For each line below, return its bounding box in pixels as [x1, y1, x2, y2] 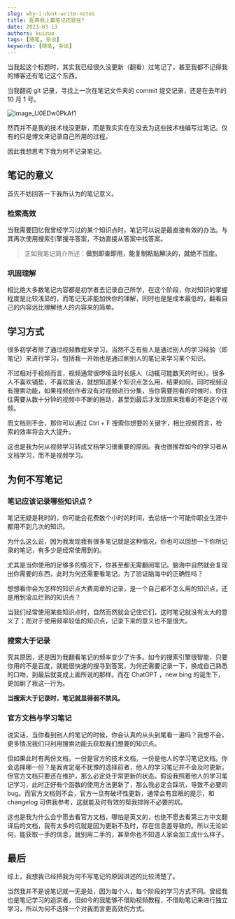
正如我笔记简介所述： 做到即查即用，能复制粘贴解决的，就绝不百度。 [24, 249, 221, 258]
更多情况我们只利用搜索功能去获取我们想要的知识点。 [7, 739, 161, 748]
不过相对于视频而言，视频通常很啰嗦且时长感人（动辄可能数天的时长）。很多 [7, 369, 225, 377]
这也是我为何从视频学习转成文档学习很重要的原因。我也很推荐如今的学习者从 [7, 442, 228, 451]
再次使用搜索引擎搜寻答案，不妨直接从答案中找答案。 [13, 235, 166, 243]
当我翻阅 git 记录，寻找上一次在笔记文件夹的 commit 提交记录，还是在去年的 [7, 87, 227, 94]
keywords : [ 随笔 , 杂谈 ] [7, 43, 72, 50]
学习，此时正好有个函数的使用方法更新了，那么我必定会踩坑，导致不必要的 [13, 780, 228, 788]
